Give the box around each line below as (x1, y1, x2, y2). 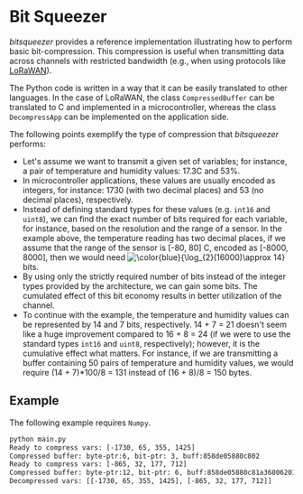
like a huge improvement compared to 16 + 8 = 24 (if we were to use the (22, 328, 291, 340)
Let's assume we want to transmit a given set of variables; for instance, (22, 155, 288, 166)
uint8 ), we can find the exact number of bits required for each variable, (22, 213, 288, 224)
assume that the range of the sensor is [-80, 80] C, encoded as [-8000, (22, 242, 289, 253)
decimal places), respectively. (22, 194, 133, 205)
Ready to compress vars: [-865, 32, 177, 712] (9, 460, 188, 469)
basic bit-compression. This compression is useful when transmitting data (9, 45, 285, 56)
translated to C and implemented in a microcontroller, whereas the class (9, 101, 277, 112)
